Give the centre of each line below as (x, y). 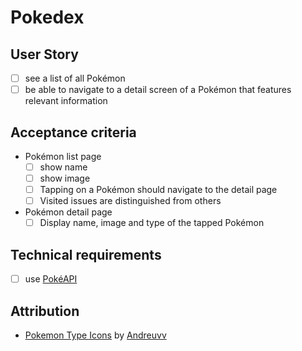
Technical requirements (86, 254)
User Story (44, 54)
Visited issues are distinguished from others (130, 201)
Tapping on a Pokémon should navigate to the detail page (158, 190)
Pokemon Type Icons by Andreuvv (95, 335)
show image (65, 178)
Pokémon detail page (68, 212)
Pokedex (47, 17)
